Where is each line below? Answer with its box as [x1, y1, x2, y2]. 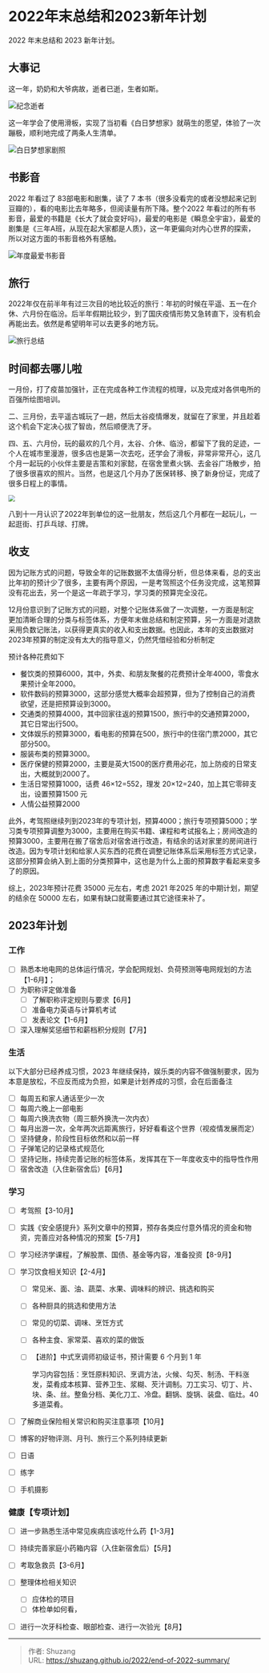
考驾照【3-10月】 [19, 1205, 78, 1215]
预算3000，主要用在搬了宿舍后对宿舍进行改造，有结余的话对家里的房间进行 [8, 836, 258, 845]
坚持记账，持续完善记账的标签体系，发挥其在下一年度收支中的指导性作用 [19, 1154, 259, 1163]
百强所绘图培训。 [8, 394, 65, 405]
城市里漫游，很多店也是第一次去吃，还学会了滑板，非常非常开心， [29, 449, 247, 458]
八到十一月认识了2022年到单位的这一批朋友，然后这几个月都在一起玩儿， [8, 509, 251, 518]
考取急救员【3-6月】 [19, 1560, 89, 1570]
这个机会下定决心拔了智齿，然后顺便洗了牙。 [8, 421, 156, 431]
